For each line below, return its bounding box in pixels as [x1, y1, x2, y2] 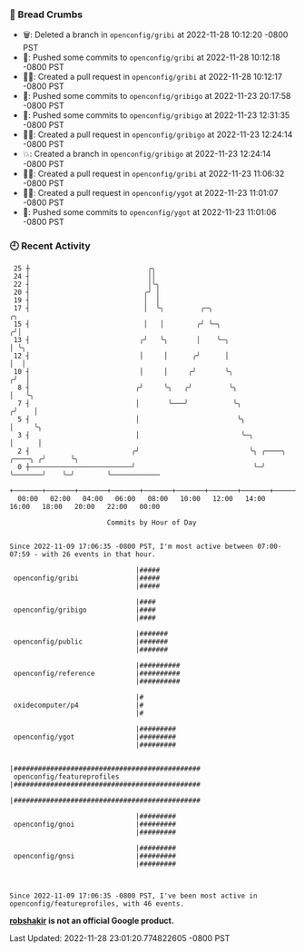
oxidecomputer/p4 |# [13, 701, 144, 710]
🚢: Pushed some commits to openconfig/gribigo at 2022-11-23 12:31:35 [22, 110, 290, 121]
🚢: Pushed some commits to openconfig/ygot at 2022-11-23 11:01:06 [22, 207, 277, 218]
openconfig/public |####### [13, 637, 169, 646]
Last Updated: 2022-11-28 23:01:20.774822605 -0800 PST [9, 932, 231, 943]
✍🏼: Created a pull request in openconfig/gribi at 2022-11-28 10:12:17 [22, 72, 283, 83]
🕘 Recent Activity [9, 240, 91, 252]
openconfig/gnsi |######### [13, 851, 177, 860]
